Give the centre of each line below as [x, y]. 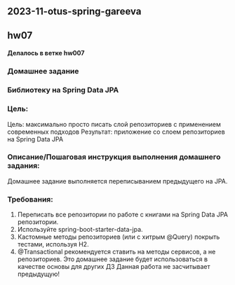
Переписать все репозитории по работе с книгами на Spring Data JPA [122, 215]
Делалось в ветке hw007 [46, 53]
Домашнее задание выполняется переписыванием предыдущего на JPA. [117, 181]
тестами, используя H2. [53, 244]
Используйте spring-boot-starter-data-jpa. [80, 230]
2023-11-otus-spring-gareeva [74, 12]
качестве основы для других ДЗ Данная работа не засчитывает [114, 267]
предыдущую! [38, 274]
